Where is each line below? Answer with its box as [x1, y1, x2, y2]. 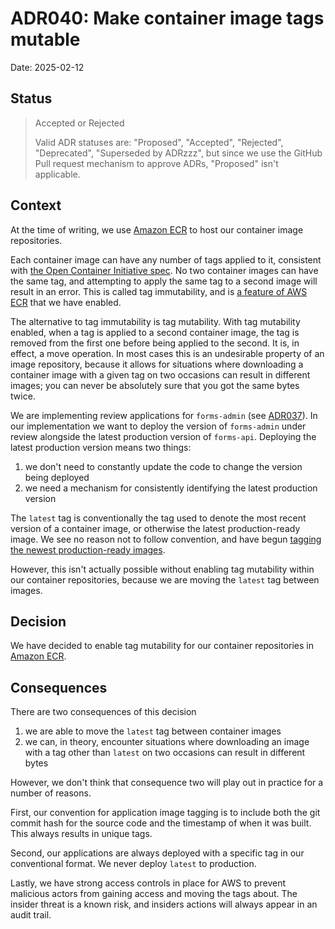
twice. [10, 390, 36, 402]
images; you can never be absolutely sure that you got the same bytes [10, 379, 300, 391]
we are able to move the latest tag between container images [24, 725, 282, 737]
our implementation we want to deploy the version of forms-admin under [10, 420, 307, 432]
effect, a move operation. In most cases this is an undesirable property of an [10, 347, 325, 359]
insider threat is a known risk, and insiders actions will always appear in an [10, 898, 318, 911]
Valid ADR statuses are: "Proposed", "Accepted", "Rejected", [34, 136, 284, 148]
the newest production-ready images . [10, 543, 166, 556]
